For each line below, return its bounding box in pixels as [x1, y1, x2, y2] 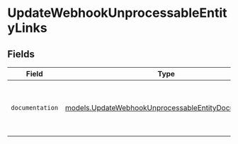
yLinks [7, 20, 47, 36]
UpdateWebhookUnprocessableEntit [7, 5, 228, 21]
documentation [11, 104, 59, 112]
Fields [7, 48, 35, 60]
